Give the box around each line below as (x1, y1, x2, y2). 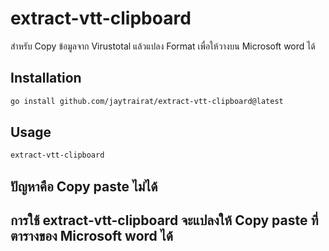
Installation (10, 70, 82, 87)
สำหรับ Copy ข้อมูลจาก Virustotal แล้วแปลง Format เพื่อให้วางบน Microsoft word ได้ (10, 40, 316, 52)
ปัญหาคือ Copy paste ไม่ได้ (10, 178, 158, 195)
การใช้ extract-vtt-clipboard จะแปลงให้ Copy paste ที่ (10, 212, 319, 229)
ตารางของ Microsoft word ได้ (10, 228, 173, 245)
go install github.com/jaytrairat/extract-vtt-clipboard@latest (10, 96, 284, 106)
